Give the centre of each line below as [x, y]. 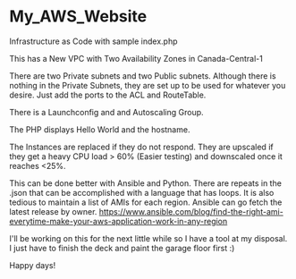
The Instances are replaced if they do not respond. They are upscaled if [142, 147]
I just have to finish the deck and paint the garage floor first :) [122, 248]
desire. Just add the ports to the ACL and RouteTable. [108, 95]
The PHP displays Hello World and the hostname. [100, 129]
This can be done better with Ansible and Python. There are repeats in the [145, 183]
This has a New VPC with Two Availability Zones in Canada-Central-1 [136, 58]
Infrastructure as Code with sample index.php [93, 41]
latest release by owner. [53, 211]
